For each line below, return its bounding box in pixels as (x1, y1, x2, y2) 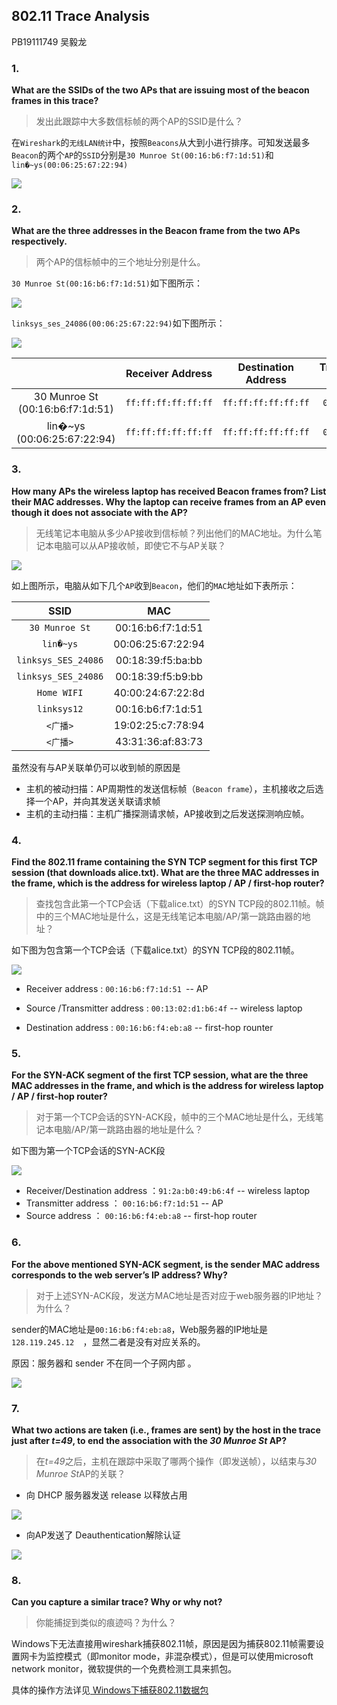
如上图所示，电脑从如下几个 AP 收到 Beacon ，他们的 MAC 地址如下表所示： (11, 579, 298, 591)
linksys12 (36, 703, 84, 714)
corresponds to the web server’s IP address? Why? (11, 1269, 228, 1281)
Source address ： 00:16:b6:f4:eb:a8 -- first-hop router (25, 1210, 258, 1222)
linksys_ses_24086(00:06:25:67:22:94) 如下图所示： (11, 317, 226, 329)
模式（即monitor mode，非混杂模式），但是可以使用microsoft (63, 1650, 314, 1663)
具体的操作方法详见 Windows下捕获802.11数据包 (11, 1684, 209, 1696)
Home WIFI (36, 687, 84, 698)
